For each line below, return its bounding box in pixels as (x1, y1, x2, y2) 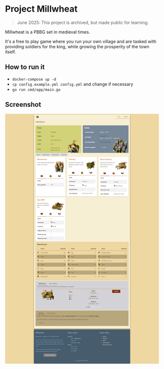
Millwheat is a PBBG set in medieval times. (5, 29, 90, 35)
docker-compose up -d (12, 77, 56, 82)
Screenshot (5, 101, 41, 109)
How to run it (5, 63, 45, 71)
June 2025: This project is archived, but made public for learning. (17, 20, 149, 25)
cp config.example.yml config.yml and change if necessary (12, 81, 133, 87)
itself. (5, 49, 16, 55)
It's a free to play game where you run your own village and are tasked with (5, 38, 157, 44)
